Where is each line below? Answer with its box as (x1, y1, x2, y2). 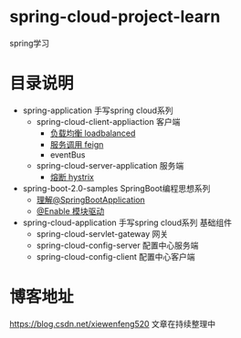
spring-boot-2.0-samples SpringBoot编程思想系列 (22, 182, 211, 193)
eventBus (49, 149, 86, 160)
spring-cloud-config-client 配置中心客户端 (36, 251, 195, 261)
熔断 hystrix (49, 171, 94, 182)
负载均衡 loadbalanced (49, 128, 136, 138)
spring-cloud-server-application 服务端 (36, 159, 184, 170)
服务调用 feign (49, 138, 104, 149)
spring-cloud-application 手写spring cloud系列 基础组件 (22, 217, 233, 228)
